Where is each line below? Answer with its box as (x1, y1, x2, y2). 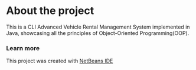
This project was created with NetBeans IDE (6, 57, 113, 65)
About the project (6, 4, 94, 17)
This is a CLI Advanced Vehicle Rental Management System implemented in (6, 23, 190, 30)
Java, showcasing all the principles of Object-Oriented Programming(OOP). (6, 29, 190, 36)
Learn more (6, 44, 40, 52)
